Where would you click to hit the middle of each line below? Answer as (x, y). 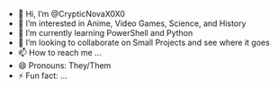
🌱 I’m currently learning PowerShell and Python (105, 33)
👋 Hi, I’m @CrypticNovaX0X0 (72, 14)
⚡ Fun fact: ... (42, 75)
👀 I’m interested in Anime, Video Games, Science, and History (132, 23)
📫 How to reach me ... (59, 53)
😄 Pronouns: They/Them (64, 66)
